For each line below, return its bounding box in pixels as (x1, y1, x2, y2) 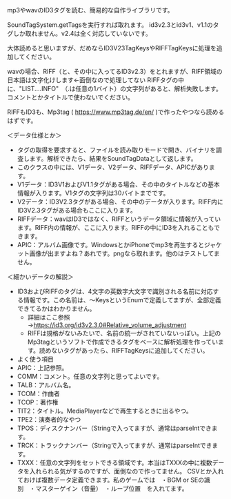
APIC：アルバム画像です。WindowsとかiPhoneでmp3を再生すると (17, 241, 205, 248)
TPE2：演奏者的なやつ (17, 415, 81, 423)
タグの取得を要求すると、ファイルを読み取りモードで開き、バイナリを (17, 146, 216, 154)
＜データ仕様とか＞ (7, 131, 62, 139)
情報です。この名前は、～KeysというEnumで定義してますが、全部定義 (23, 296, 222, 304)
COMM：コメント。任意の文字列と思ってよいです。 (17, 372, 163, 380)
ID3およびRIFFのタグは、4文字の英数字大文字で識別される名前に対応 (17, 287, 213, 295)
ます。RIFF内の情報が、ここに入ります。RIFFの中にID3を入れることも (17, 224, 214, 231)
